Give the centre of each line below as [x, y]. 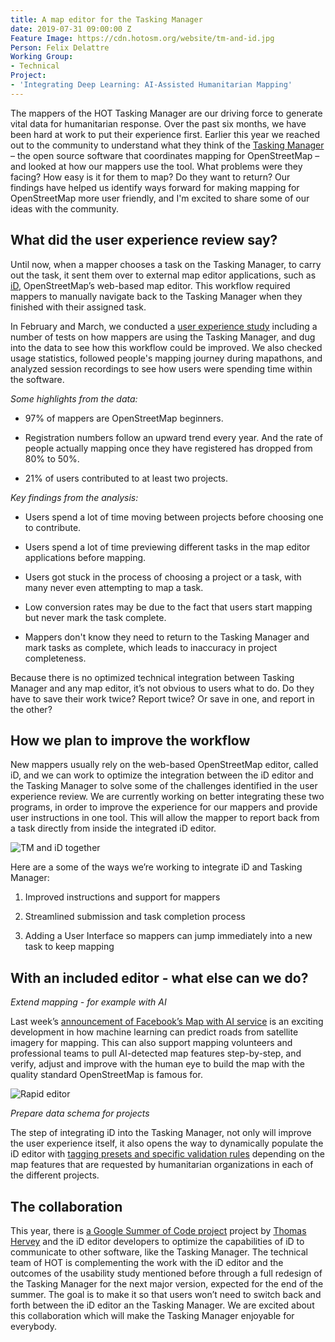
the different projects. [55, 1175]
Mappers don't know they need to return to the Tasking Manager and [167, 637]
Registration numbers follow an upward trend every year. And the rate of [173, 437]
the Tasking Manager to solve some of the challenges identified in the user [164, 786]
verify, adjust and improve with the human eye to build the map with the [157, 1064]
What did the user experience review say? [144, 240]
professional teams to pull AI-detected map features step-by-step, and [156, 1053]
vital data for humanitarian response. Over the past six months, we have [158, 123]
